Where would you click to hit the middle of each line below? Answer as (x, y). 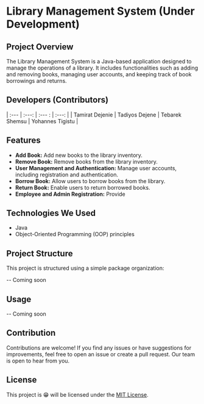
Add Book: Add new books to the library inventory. (79, 155)
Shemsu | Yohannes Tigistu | (42, 121)
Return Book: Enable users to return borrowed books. (83, 187)
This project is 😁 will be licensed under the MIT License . (78, 394)
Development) (43, 24)
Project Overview (40, 47)
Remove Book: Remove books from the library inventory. (86, 161)
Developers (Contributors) (57, 100)
